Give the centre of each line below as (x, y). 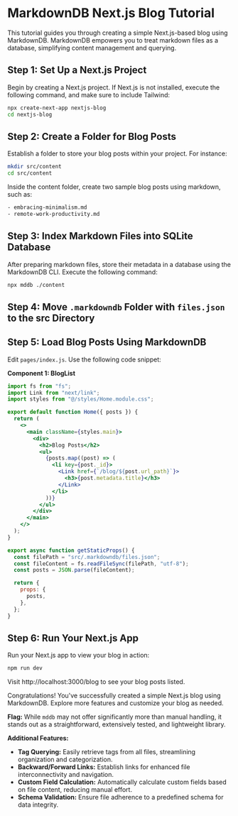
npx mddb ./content (36, 285)
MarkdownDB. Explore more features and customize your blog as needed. (115, 703)
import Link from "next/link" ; (54, 393)
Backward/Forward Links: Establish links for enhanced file (104, 767)
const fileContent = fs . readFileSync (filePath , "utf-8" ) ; (102, 564)
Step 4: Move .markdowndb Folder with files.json (116, 307)
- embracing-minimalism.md (47, 207)
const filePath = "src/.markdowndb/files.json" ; (87, 557)
